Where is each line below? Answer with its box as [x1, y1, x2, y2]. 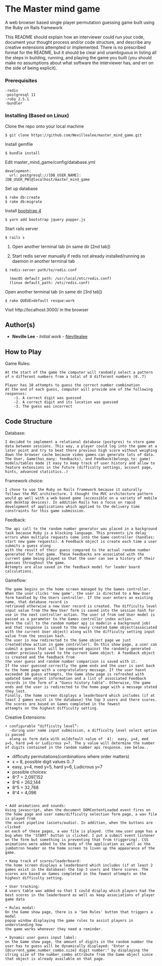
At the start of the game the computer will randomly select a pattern [5, 370, 153, 375]
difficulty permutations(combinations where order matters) [12, 753, 130, 759]
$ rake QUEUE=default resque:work [5, 298, 75, 303]
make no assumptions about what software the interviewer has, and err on [5, 60, 154, 66]
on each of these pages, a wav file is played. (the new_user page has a [5, 828, 158, 834]
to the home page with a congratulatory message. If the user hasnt [5, 667, 146, 673]
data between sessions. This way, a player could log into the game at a [5, 444, 158, 448]
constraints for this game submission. [5, 508, 86, 513]
